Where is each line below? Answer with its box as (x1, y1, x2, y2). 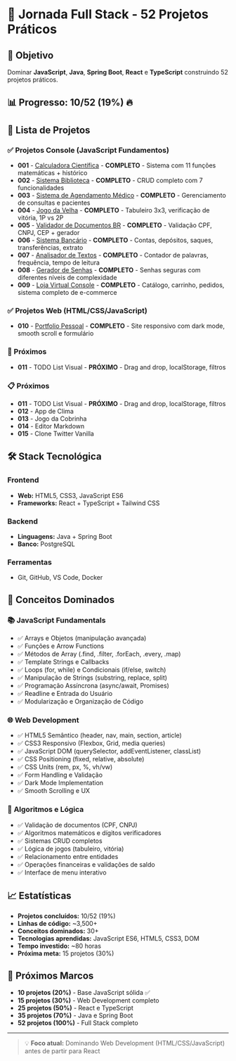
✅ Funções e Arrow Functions (17, 642, 104, 650)
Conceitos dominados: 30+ (17, 927, 99, 935)
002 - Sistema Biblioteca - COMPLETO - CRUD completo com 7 (17, 176, 203, 185)
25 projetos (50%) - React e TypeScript (17, 1004, 133, 1012)
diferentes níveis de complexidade (17, 274, 117, 282)
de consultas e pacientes (17, 198, 91, 207)
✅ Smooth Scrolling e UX (17, 787, 90, 795)
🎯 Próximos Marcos (7, 970, 94, 981)
